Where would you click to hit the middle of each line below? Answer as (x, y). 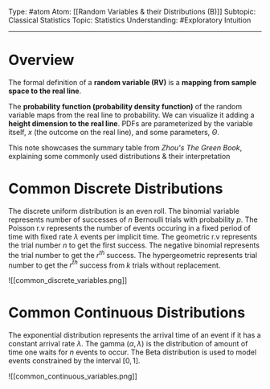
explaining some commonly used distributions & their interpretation (119, 156)
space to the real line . (45, 91)
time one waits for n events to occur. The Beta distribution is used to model (133, 352)
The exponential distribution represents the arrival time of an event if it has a (135, 335)
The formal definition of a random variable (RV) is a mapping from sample (133, 82)
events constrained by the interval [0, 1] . (74, 361)
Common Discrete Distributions (116, 189)
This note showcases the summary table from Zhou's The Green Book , (125, 147)
